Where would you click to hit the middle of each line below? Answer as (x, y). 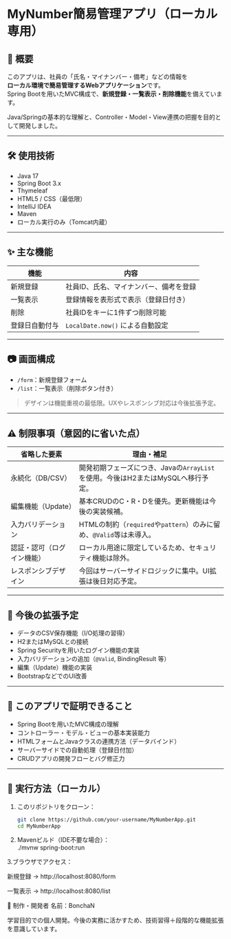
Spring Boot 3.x (39, 183)
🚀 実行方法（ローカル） (56, 789)
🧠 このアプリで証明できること (70, 706)
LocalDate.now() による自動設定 (117, 325)
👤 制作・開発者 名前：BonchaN (51, 906)
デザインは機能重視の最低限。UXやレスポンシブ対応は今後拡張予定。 (122, 403)
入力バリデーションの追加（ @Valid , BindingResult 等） (93, 659)
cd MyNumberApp (39, 826)
